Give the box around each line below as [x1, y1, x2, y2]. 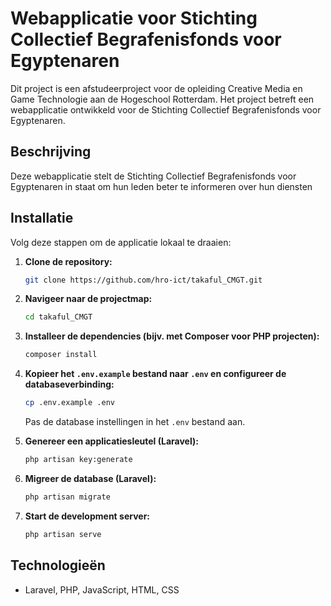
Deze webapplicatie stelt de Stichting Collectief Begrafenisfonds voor [10, 170, 297, 182]
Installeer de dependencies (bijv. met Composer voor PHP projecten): [24, 330, 320, 342]
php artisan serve [24, 529, 102, 539]
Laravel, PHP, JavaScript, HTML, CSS [24, 583, 180, 596]
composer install [24, 350, 98, 360]
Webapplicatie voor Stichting [10, 7, 258, 30]
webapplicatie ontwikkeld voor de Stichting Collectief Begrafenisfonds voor [10, 103, 322, 116]
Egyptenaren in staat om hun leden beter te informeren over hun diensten [10, 180, 313, 192]
